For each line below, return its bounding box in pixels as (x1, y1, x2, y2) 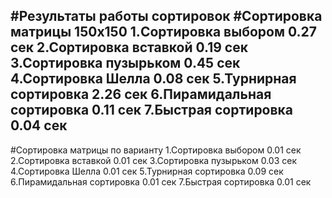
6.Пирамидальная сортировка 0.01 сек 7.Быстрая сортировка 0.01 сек (10, 175, 312, 188)
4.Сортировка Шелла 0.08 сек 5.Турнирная (10, 70, 297, 88)
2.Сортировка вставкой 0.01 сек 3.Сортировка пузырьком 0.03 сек (10, 154, 297, 166)
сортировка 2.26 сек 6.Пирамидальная (10, 86, 272, 103)
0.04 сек (10, 117, 68, 134)
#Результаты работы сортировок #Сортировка (10, 8, 323, 25)
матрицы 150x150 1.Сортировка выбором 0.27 (10, 24, 317, 41)
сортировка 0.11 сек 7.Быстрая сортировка (10, 102, 294, 119)
